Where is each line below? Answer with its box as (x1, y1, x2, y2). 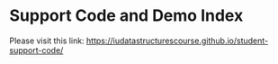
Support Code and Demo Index (9, 5, 244, 26)
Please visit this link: (9, 35, 85, 46)
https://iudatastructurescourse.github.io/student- (85, 35, 269, 46)
